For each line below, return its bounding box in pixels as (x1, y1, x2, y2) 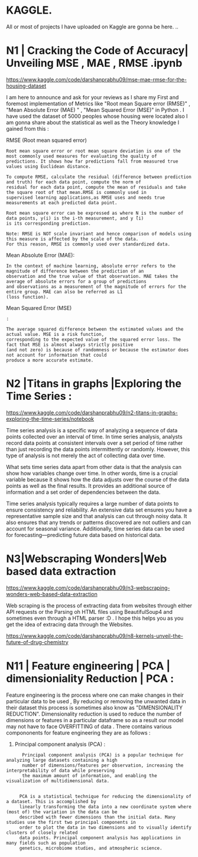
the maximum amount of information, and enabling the (21, 772, 158, 778)
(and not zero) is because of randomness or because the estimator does (6, 347, 189, 352)
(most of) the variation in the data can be (6, 809, 118, 815)
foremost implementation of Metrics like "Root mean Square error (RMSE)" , (6, 100, 190, 107)
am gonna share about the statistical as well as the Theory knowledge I (6, 119, 179, 126)
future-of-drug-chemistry (6, 638, 69, 645)
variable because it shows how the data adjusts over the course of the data (6, 476, 190, 483)
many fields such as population (6, 840, 86, 846)
